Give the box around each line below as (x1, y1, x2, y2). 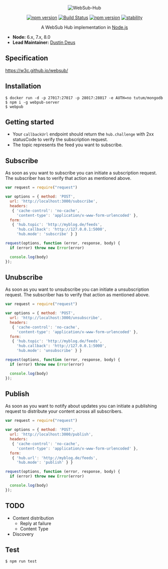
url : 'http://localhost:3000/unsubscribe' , (10, 315, 102, 321)
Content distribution (12, 515, 54, 521)
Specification (5, 54, 48, 62)
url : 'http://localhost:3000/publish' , (10, 432, 94, 437)
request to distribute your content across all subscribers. (5, 408, 123, 414)
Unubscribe (5, 273, 43, 282)
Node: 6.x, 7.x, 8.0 (12, 34, 51, 40)
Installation (5, 82, 41, 91)
